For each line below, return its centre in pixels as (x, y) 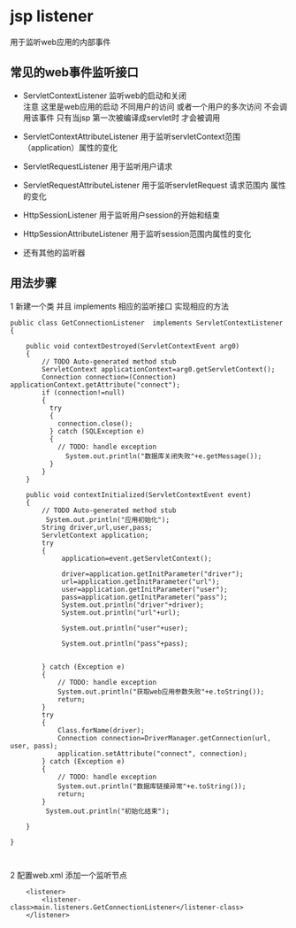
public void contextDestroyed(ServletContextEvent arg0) (133, 346)
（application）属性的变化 (70, 147)
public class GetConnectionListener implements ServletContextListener (147, 323)
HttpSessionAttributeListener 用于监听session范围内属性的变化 (137, 234)
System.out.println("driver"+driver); (133, 605)
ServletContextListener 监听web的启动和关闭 (105, 96)
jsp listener (52, 16)
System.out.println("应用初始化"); (108, 519)
